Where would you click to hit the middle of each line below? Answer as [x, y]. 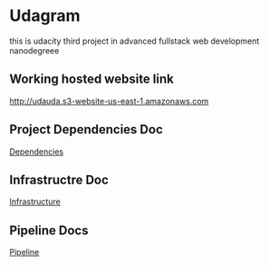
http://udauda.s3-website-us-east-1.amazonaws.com [109, 101]
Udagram [45, 16]
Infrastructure [35, 202]
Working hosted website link [91, 79]
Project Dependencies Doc [86, 129]
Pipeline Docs [49, 230]
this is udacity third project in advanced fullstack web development [134, 41]
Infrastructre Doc [59, 179]
